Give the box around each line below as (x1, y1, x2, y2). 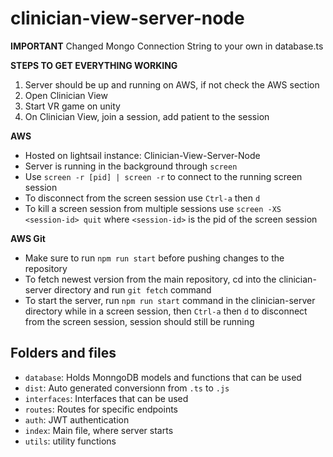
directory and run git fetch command (53, 283, 212, 296)
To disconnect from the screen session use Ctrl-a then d (24, 192, 261, 204)
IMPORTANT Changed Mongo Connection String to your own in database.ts (10, 40, 324, 52)
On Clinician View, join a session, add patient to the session (24, 110, 270, 122)
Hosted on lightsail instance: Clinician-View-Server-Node (24, 149, 261, 161)
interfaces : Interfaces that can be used (24, 392, 189, 404)
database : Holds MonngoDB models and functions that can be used (24, 371, 302, 383)
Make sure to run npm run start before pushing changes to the (24, 252, 285, 264)
